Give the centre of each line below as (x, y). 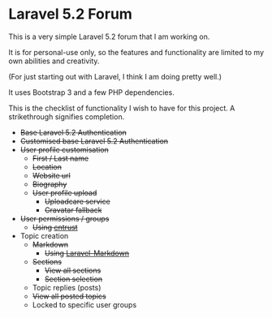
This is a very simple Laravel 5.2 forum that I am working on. (109, 37)
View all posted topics (69, 296)
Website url (51, 175)
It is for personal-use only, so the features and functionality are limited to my (136, 52)
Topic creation (44, 235)
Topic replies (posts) (67, 287)
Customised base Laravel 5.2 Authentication (94, 141)
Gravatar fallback (73, 210)
